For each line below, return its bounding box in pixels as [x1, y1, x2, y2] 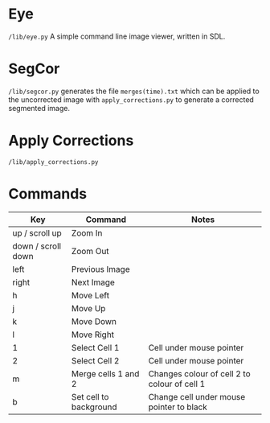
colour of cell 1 [148, 378, 206, 389]
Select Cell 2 [71, 355, 120, 366]
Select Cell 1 [71, 342, 120, 353]
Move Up [71, 302, 106, 314]
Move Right [71, 329, 115, 340]
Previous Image [71, 263, 130, 274]
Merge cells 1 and [71, 368, 140, 379]
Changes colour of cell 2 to [148, 368, 251, 379]
